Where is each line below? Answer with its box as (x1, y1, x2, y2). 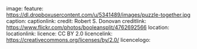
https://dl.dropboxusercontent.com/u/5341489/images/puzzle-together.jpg (6, 11, 191, 18)
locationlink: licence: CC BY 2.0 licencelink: (6, 30, 113, 37)
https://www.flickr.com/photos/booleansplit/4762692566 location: (6, 24, 170, 31)
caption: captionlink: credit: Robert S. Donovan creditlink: (6, 18, 146, 24)
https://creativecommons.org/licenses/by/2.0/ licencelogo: (6, 37, 151, 43)
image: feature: (6, 5, 44, 12)
